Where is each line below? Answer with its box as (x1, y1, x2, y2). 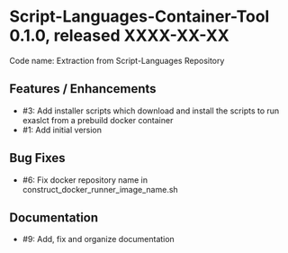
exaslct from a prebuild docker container (22, 114, 174, 125)
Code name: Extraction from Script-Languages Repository (9, 55, 225, 66)
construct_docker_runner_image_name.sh (22, 184, 178, 194)
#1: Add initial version (22, 124, 102, 135)
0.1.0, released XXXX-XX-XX (9, 25, 229, 46)
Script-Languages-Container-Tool (9, 6, 270, 27)
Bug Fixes (9, 150, 66, 166)
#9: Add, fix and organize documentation (22, 234, 175, 245)
